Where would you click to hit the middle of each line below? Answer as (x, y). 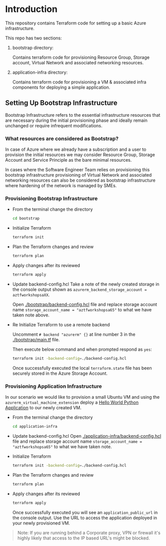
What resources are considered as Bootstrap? (62, 138)
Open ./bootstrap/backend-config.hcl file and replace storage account (85, 304)
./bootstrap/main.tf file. (36, 339)
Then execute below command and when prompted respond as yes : (82, 349)
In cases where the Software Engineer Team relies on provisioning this (78, 170)
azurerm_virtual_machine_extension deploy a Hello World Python (72, 402)
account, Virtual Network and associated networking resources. (78, 62)
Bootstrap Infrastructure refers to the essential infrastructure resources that (83, 115)
